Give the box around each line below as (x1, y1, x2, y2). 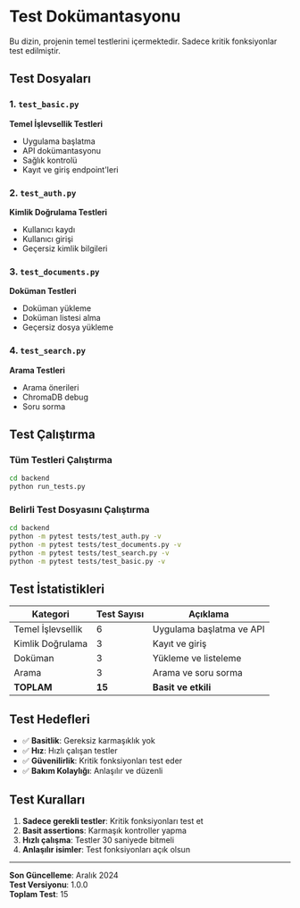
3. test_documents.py (9, 265, 100, 278)
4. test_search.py (9, 344, 87, 357)
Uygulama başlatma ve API (152, 623, 265, 635)
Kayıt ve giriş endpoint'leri (21, 164, 119, 175)
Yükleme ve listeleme (152, 652, 242, 665)
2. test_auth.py (9, 186, 77, 198)
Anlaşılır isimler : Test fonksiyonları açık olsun (21, 845, 190, 855)
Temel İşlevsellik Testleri (9, 118, 104, 129)
